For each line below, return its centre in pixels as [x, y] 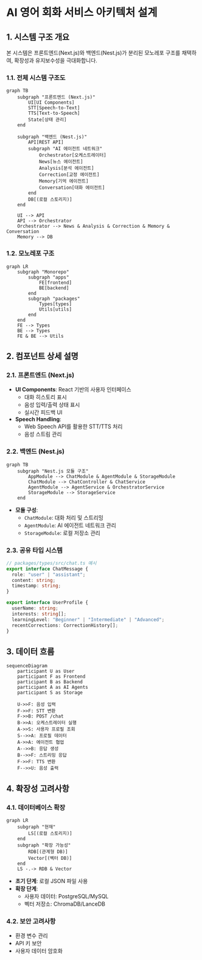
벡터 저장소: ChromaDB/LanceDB [64, 904]
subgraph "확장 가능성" [44, 845]
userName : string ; [35, 608]
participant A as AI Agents [53, 688]
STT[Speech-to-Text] [54, 108]
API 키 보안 [28, 944]
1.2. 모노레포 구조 [30, 253]
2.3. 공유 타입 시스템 [34, 550]
